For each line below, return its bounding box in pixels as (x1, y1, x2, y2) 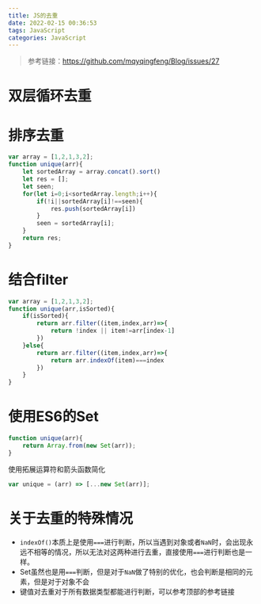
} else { (22, 342, 44, 350)
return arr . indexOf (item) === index (50, 356, 165, 365)
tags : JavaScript (8, 26, 66, 34)
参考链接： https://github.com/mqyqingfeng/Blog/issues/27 (27, 56, 220, 66)
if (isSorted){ (22, 312, 69, 320)
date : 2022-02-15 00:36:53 (8, 19, 97, 27)
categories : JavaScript (8, 33, 87, 42)
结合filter (8, 270, 69, 289)
